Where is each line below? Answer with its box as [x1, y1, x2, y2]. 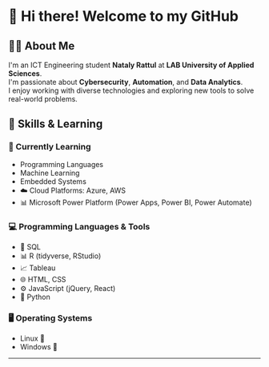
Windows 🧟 [19, 342, 58, 352]
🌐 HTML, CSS [19, 274, 66, 284]
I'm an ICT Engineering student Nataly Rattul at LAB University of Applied [8, 60, 255, 70]
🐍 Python [19, 292, 50, 301]
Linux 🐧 [19, 333, 46, 343]
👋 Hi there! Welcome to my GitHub [8, 7, 239, 26]
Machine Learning [19, 168, 80, 178]
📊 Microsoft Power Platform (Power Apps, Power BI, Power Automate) [19, 197, 252, 207]
